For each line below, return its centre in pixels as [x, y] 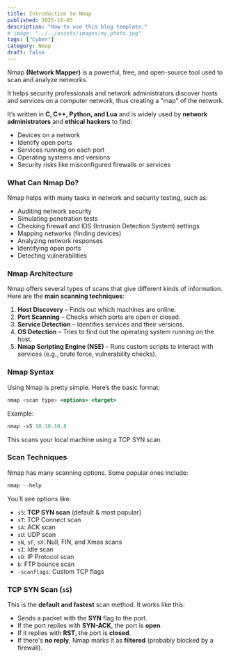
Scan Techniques [37, 457]
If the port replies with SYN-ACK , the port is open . [89, 625]
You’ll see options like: [39, 499]
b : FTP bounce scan [46, 564]
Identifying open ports [49, 249]
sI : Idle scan [35, 549]
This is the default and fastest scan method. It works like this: [96, 604]
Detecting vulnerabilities [52, 256]
